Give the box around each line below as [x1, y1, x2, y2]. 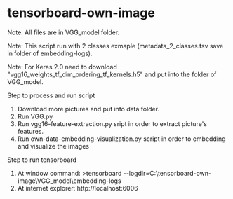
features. [17, 127, 44, 135]
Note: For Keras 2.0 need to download [7, 62, 117, 71]
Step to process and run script [7, 91, 95, 99]
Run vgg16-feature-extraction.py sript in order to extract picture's [17, 119, 207, 128]
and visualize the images [17, 142, 90, 150]
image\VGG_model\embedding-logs [17, 177, 121, 185]
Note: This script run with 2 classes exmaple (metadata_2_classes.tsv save [7, 41, 224, 50]
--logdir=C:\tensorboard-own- [123, 169, 212, 177]
